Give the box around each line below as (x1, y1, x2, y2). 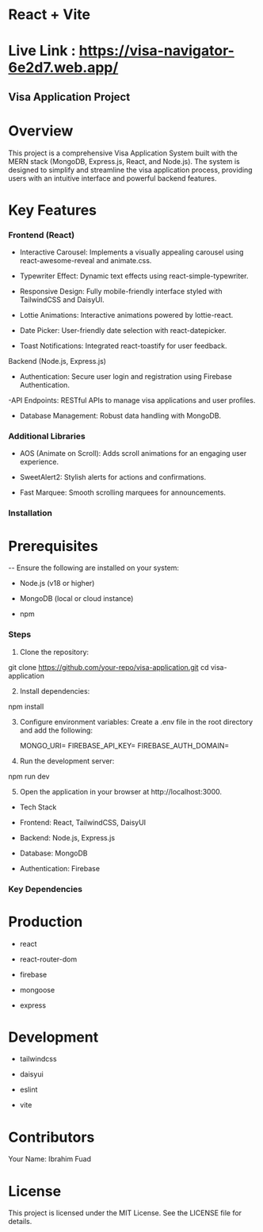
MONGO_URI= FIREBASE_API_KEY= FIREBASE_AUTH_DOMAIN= (19, 740, 230, 750)
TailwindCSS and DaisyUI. (19, 295, 105, 304)
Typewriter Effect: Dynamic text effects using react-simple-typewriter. (19, 271, 249, 281)
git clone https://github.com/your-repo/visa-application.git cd (8, 662, 209, 671)
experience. (19, 457, 59, 467)
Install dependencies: (19, 686, 90, 695)
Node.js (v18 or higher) (19, 579, 95, 588)
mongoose (19, 985, 55, 994)
